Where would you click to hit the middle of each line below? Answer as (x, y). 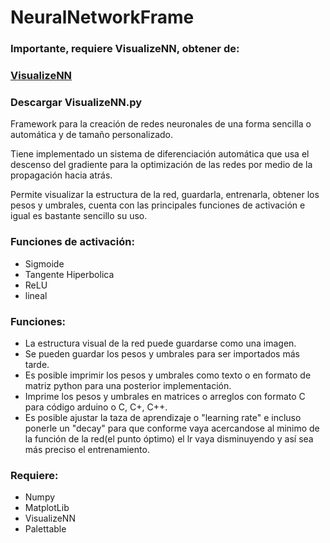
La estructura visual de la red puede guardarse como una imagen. (160, 343)
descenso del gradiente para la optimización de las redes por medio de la (161, 165)
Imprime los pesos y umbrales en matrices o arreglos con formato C (165, 396)
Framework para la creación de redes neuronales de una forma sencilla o (161, 124)
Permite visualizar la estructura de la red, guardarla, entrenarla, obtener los (165, 195)
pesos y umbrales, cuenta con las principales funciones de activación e (158, 205)
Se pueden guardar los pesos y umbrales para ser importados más (162, 353)
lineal (36, 295)
